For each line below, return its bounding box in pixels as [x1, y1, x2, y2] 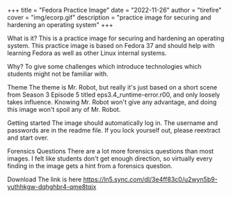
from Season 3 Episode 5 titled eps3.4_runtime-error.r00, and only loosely [7, 90, 221, 99]
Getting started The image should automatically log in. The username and [7, 119, 218, 127]
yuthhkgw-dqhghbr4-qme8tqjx [7, 183, 97, 190]
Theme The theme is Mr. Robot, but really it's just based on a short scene [7, 83, 218, 91]
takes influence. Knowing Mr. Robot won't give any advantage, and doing [7, 98, 217, 106]
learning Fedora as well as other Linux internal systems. [7, 49, 167, 57]
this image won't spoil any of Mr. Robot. [7, 106, 121, 113]
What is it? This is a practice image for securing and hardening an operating [7, 34, 225, 42]
